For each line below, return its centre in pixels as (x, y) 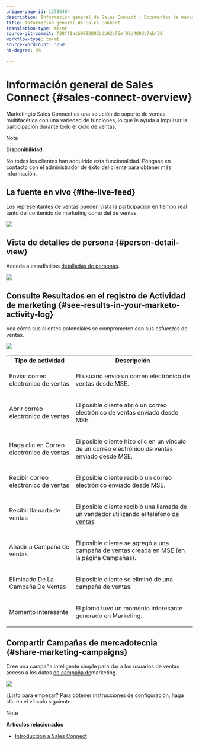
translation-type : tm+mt (37, 28)
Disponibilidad (24, 149)
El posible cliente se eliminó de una (124, 580)
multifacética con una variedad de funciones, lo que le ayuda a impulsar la (97, 120)
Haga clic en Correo (37, 445)
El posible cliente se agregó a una (122, 543)
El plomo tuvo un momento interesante (129, 609)
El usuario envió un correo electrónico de (133, 376)
